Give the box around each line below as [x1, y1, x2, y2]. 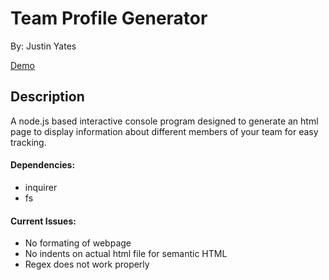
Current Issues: [10, 215, 77, 227]
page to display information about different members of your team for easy [10, 125, 319, 137]
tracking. [10, 136, 47, 148]
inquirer [24, 181, 58, 193]
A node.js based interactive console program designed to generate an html [10, 115, 319, 127]
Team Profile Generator [10, 7, 208, 30]
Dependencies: [10, 159, 76, 171]
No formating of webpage [24, 237, 132, 249]
